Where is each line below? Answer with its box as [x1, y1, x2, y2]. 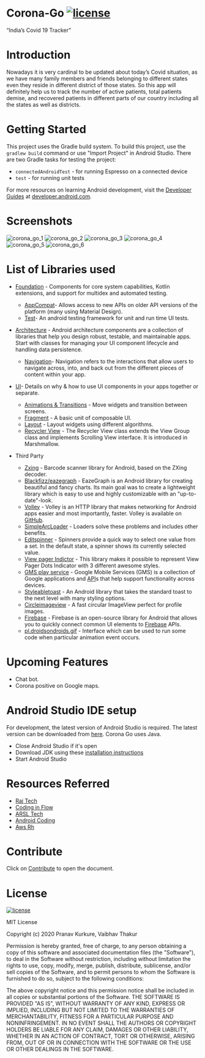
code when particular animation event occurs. [24, 633, 141, 641]
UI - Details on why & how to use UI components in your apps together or [15, 383, 199, 390]
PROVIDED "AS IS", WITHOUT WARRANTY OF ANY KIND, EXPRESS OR [6, 1000, 185, 1007]
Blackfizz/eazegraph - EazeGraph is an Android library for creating [24, 476, 193, 484]
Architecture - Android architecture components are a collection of [15, 326, 184, 333]
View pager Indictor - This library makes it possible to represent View [24, 555, 199, 562]
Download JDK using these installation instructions [15, 749, 144, 756]
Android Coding [15, 817, 56, 824]
